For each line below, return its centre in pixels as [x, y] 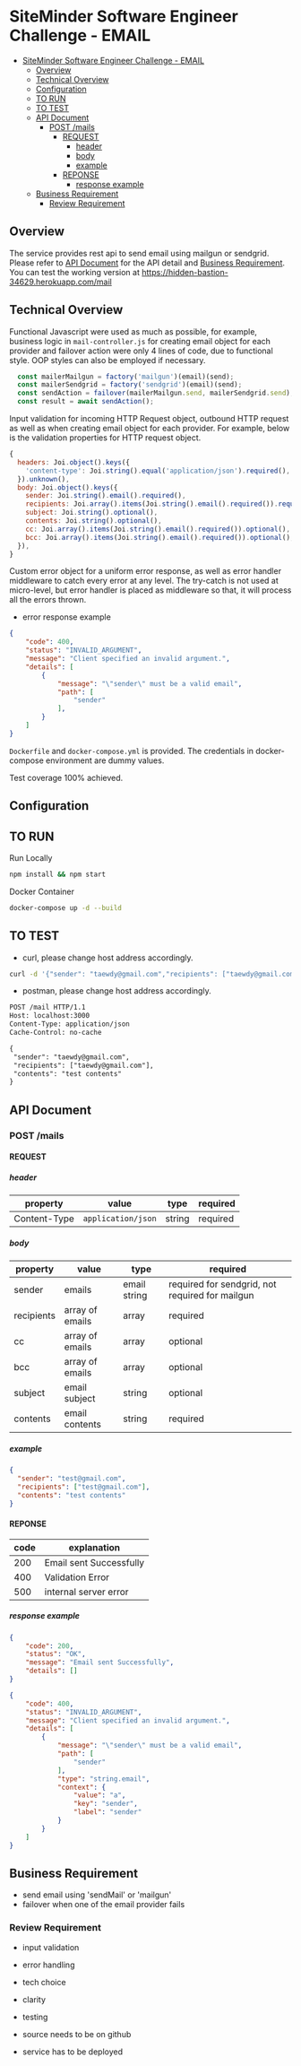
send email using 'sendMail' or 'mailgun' [97, 1895]
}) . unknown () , [43, 479]
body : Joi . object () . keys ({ [68, 487]
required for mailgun [211, 1296]
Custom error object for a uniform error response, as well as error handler [146, 571]
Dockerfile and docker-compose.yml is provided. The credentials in [131, 751]
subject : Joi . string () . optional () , [92, 513]
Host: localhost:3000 [50, 1016]
